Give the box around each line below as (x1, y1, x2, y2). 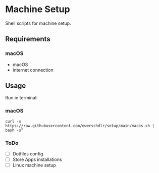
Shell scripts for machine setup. (5, 20, 72, 26)
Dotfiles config (12, 151, 43, 157)
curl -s (5, 119, 22, 124)
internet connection (12, 67, 54, 73)
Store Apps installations (12, 156, 62, 162)
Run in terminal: (5, 95, 38, 101)
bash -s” (5, 128, 24, 133)
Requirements (5, 35, 50, 43)
